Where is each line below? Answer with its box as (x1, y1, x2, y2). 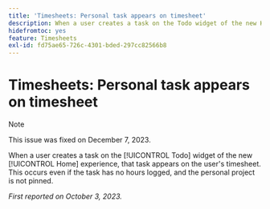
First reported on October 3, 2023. (8, 191, 123, 201)
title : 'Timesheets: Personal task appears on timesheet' (8, 11, 207, 20)
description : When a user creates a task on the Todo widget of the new (8, 19, 257, 27)
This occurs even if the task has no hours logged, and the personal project (8, 167, 256, 177)
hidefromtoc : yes (8, 26, 67, 34)
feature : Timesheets (8, 34, 78, 42)
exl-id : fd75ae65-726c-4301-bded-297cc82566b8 (8, 42, 167, 50)
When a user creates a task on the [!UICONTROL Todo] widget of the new (8, 151, 253, 160)
